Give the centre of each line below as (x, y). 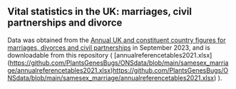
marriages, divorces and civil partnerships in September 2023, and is (109, 47)
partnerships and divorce (65, 23)
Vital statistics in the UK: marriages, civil (100, 12)
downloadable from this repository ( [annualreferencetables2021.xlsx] (110, 55)
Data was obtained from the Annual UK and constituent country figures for (117, 40)
